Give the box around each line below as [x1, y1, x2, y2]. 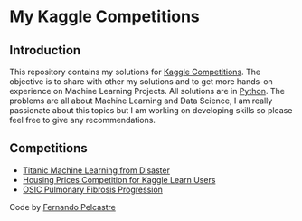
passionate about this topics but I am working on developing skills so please [9, 105, 293, 115]
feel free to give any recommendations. [9, 115, 156, 125]
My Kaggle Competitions [9, 6, 201, 27]
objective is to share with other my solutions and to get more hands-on [9, 76, 273, 87]
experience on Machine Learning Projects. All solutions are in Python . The [9, 86, 285, 96]
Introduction [9, 43, 81, 58]
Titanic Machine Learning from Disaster [22, 165, 170, 176]
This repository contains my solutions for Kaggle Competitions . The [9, 66, 260, 77]
